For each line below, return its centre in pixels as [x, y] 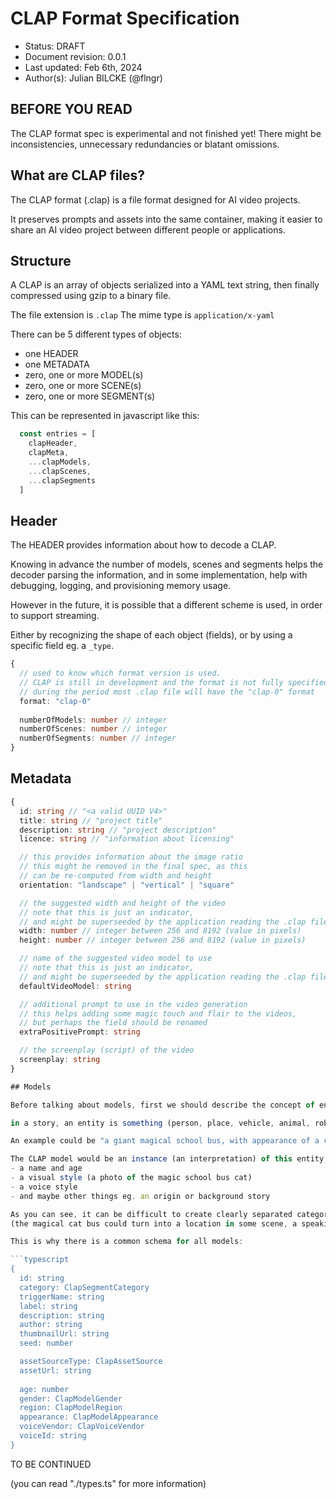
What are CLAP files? [78, 175]
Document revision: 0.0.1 [75, 56]
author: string [51, 1325]
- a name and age [46, 1168]
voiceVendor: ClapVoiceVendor [82, 1427]
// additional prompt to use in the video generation [133, 1004]
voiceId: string [53, 1436]
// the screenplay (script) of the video [107, 1050]
